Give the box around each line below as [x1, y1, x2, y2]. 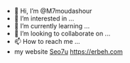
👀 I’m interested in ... [13, 14, 75, 23]
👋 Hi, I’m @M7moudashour [13, 7, 92, 15]
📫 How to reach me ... [13, 38, 80, 45]
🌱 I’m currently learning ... [13, 22, 90, 30]
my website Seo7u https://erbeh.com [13, 47, 123, 56]
